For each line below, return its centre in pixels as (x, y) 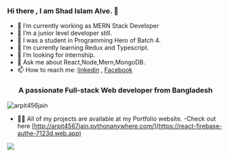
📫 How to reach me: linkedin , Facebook (75, 70)
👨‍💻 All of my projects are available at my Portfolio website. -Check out (116, 119)
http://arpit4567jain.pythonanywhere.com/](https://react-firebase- (128, 125)
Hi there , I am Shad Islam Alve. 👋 (63, 11)
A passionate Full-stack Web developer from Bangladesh (116, 90)
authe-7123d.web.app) (49, 133)
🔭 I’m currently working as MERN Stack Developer (88, 26)
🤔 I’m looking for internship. (56, 55)
